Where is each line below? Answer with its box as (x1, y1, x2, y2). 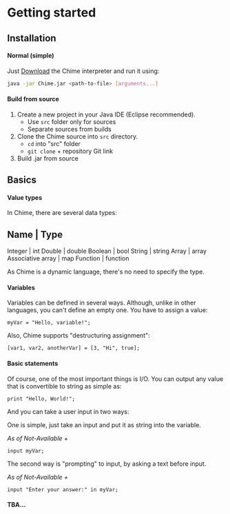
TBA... (7, 501, 26, 509)
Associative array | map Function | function (7, 254, 129, 263)
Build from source (7, 95, 60, 103)
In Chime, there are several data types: (7, 209, 117, 217)
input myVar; (7, 447, 45, 454)
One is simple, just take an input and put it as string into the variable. (7, 420, 202, 429)
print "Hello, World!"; (7, 395, 76, 402)
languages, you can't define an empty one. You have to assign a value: (7, 306, 208, 314)
